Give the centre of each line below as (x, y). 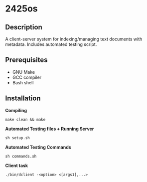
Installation (23, 98)
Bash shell (23, 82)
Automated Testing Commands (38, 147)
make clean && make (25, 119)
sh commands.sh (21, 156)
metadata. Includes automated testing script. (51, 44)
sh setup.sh (17, 138)
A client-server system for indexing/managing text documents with (74, 39)
